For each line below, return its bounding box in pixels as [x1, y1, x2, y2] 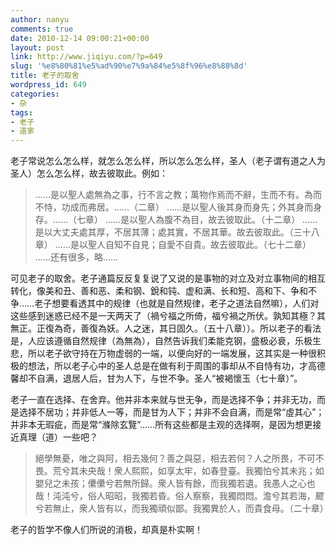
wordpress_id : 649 [10, 80, 87, 90]
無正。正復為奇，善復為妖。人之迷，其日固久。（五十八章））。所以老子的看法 [10, 322, 322, 335]
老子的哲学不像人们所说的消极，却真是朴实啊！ [10, 524, 203, 536]
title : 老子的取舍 [10, 71, 80, 81]
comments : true [10, 24, 74, 34]
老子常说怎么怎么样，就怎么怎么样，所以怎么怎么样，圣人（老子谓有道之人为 [10, 155, 326, 167]
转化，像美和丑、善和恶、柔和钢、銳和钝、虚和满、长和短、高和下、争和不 [10, 285, 317, 297]
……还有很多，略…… [34, 251, 119, 263]
